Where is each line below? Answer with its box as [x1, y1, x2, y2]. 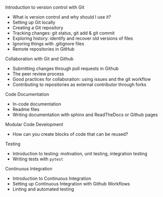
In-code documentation [12, 101, 61, 107]
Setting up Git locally [12, 20, 55, 25]
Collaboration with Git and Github [5, 56, 74, 62]
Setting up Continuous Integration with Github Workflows [12, 181, 130, 186]
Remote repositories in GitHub [12, 46, 75, 52]
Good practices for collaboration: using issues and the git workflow [12, 76, 151, 82]
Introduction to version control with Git [5, 5, 84, 10]
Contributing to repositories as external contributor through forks [12, 81, 146, 87]
